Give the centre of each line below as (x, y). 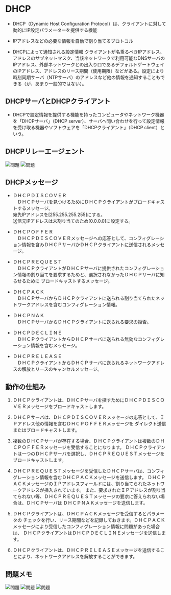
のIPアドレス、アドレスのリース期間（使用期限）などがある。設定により (88, 71)
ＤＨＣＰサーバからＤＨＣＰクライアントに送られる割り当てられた (87, 298)
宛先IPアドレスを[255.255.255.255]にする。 (59, 215)
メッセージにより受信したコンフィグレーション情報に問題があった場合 (86, 527)
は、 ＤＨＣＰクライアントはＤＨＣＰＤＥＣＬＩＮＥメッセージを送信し (87, 533)
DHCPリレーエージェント (45, 151)
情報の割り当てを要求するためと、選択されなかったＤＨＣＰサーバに (89, 275)
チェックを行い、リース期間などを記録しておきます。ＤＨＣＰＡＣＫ (94, 520)
